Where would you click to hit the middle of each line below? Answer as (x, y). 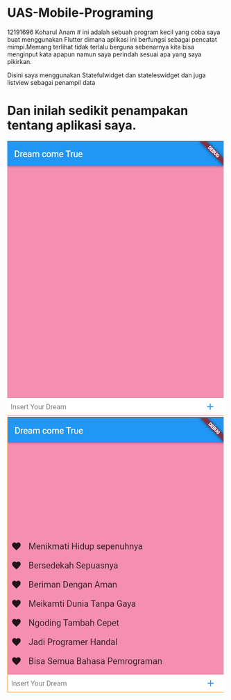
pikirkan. (20, 61)
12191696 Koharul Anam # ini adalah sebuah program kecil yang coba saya (114, 32)
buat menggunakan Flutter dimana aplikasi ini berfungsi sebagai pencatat (112, 39)
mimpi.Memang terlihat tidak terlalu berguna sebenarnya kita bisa (101, 47)
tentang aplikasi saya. (72, 126)
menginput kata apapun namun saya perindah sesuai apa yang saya (104, 54)
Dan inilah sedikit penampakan (98, 111)
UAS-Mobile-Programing (80, 13)
